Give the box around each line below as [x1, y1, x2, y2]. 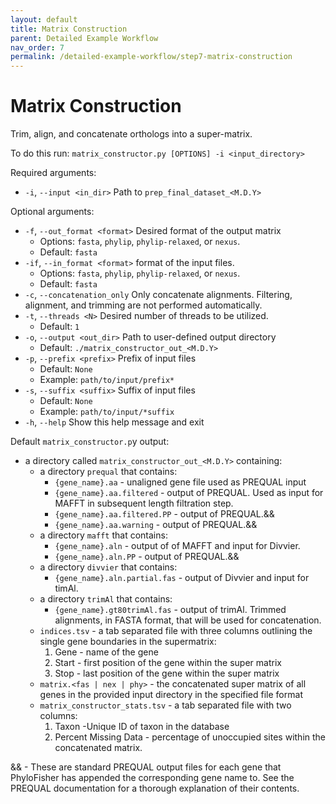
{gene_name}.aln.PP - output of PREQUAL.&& [54, 551, 240, 563]
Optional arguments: [10, 206, 95, 218]
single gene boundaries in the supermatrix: [39, 636, 217, 648]
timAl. [54, 582, 79, 595]
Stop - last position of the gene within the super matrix [54, 667, 280, 680]
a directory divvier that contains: [39, 561, 178, 573]
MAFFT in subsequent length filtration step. [54, 497, 234, 510]
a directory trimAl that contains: [39, 593, 173, 605]
